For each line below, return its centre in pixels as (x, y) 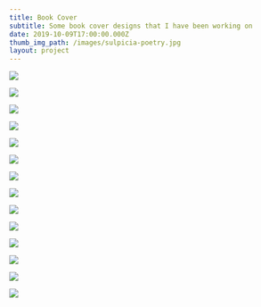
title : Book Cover (43, 17)
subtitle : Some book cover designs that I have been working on (131, 26)
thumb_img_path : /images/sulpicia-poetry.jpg (95, 42)
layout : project (39, 51)
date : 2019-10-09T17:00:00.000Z (69, 34)
